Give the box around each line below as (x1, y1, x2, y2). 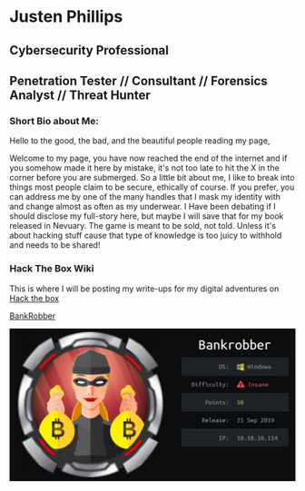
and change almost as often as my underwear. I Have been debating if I (9, 201, 277, 212)
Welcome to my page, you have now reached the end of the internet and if (9, 152, 288, 164)
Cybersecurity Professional (9, 43, 170, 58)
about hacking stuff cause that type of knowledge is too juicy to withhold (9, 230, 282, 241)
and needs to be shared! (9, 240, 101, 250)
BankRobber (9, 310, 56, 321)
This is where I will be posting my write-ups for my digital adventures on (9, 283, 280, 294)
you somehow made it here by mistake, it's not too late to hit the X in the (9, 162, 280, 173)
